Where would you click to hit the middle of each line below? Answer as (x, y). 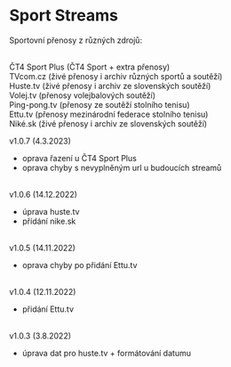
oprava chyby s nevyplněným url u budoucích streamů (122, 167)
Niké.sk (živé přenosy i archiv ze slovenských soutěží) (108, 123)
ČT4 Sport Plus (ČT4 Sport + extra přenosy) (90, 67)
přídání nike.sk (49, 221)
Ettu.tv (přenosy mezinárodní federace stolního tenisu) (109, 114)
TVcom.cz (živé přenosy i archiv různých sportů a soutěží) (116, 76)
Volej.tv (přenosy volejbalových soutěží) (83, 95)
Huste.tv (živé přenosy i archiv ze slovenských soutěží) (110, 86)
